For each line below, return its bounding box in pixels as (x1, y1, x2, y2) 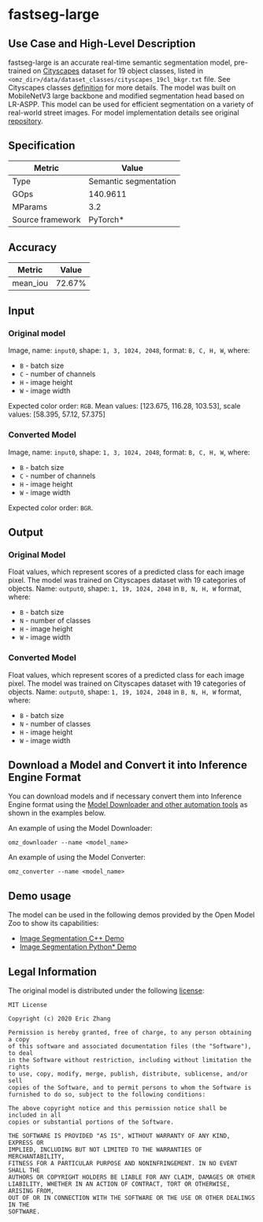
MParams (12, 201, 48, 212)
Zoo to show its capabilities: (8, 919, 99, 928)
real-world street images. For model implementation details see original (8, 108, 239, 117)
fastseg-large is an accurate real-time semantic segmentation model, (8, 57, 232, 67)
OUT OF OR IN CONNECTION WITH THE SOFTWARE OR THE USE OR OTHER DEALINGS (8, 1194, 256, 1202)
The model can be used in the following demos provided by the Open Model (8, 910, 255, 920)
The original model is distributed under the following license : (8, 986, 205, 995)
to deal (8, 1050, 34, 1057)
